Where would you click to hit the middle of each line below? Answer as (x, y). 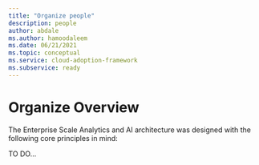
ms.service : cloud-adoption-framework (73, 61)
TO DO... (22, 154)
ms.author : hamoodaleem (48, 38)
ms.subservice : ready (45, 68)
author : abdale (34, 30)
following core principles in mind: (63, 138)
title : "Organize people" (51, 16)
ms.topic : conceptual (45, 53)
